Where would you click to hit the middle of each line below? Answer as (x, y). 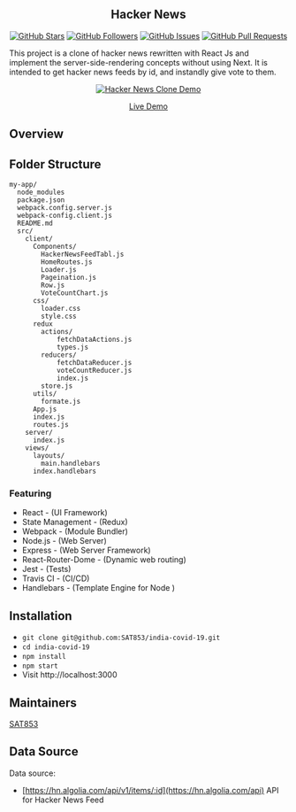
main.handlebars (71, 464)
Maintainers (43, 703)
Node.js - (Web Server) (65, 541)
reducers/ (59, 355)
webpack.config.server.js (65, 208)
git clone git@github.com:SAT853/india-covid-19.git (121, 638)
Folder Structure (55, 164)
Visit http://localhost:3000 (69, 675)
